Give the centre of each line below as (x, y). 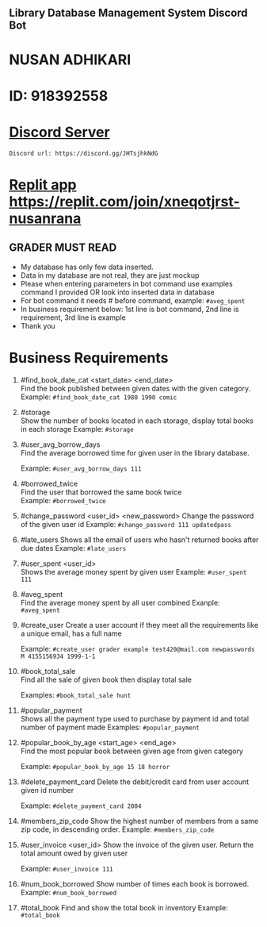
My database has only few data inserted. (87, 267)
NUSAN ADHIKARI (70, 60)
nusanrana (45, 218)
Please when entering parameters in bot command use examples (126, 283)
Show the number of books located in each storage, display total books (137, 421)
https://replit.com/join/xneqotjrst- (124, 201)
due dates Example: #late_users (73, 548)
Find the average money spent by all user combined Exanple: (120, 602)
